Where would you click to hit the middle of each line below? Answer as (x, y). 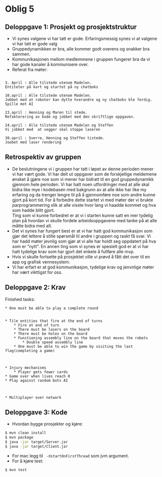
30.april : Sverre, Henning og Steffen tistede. (55, 138)
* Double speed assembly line (53, 342)
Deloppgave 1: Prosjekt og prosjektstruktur (71, 27)
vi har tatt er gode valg (35, 44)
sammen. (21, 54)
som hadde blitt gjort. (33, 210)
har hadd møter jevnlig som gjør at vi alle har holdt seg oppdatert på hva (84, 241)
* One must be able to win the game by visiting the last (73, 346)
